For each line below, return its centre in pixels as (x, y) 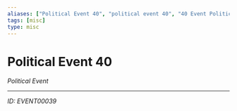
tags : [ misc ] (26, 20)
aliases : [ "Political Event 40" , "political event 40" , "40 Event (107, 14)
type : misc (23, 27)
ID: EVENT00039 (32, 101)
